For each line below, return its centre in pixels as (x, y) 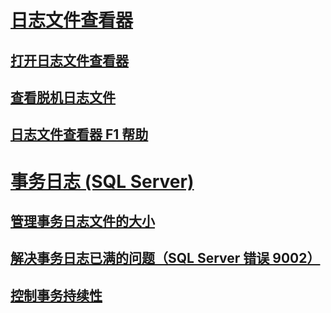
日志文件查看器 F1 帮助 (79, 134)
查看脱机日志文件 (63, 97)
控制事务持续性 (56, 295)
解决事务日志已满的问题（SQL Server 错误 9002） (165, 258)
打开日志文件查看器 (69, 60)
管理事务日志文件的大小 (82, 221)
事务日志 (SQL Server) (102, 181)
